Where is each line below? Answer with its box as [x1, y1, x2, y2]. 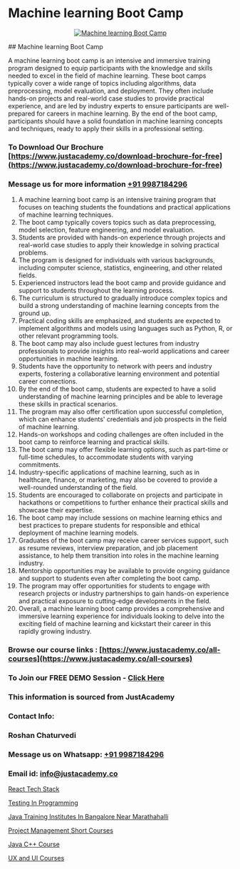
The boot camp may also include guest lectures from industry [18, 339, 200, 348]
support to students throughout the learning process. [18, 287, 174, 295]
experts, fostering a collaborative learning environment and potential [18, 369, 220, 379]
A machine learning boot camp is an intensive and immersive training [8, 56, 211, 65]
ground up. [18, 309, 51, 318]
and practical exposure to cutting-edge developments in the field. [18, 597, 212, 605]
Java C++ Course [8, 840, 60, 848]
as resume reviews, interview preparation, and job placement [18, 544, 198, 552]
